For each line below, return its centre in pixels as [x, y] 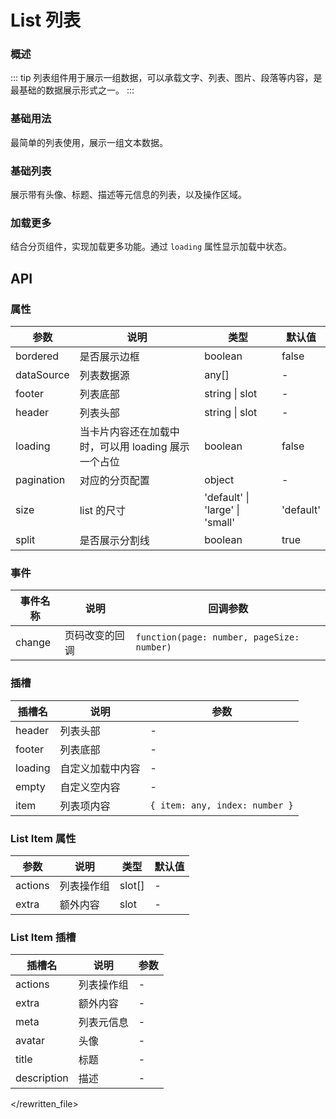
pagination [40, 480]
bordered [37, 356]
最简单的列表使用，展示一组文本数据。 [89, 142]
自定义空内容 [90, 787]
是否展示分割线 [114, 541]
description [42, 1078]
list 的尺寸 [103, 511]
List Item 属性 [43, 838]
